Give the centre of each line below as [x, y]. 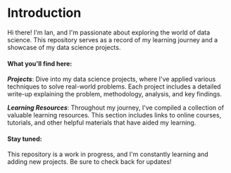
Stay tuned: [25, 139]
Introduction [44, 13]
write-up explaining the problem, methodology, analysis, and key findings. [115, 94]
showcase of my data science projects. [64, 47]
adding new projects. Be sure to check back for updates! [89, 162]
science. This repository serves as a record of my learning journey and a [113, 39]
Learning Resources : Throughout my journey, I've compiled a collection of [115, 108]
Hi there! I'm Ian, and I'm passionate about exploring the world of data [109, 32]
